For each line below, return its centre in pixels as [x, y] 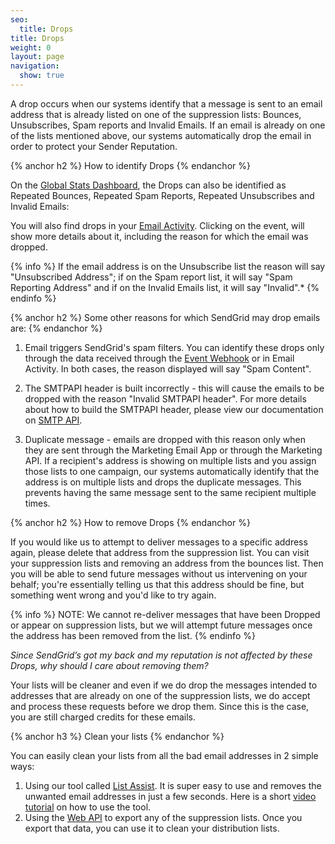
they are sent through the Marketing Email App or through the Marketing [173, 450]
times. [37, 503]
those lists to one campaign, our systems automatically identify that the [172, 471]
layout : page [37, 57]
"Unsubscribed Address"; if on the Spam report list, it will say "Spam [151, 277]
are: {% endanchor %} [56, 328]
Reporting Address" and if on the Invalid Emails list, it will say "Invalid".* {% [165, 287]
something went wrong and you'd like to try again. [113, 595]
